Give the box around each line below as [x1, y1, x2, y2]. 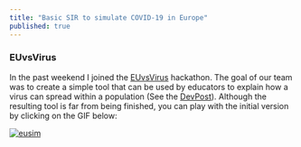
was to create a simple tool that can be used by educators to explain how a [9, 81, 288, 92]
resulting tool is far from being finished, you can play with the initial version [9, 100, 289, 111]
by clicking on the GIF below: [9, 110, 118, 121]
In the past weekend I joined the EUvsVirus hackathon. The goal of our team [9, 71, 293, 82]
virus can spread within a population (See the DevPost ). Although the [9, 91, 267, 102]
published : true [9, 22, 71, 31]
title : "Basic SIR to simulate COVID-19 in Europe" [9, 13, 208, 23]
